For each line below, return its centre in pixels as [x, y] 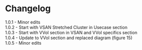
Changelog [28, 9]
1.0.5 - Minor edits [23, 43]
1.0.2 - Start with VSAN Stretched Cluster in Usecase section [66, 27]
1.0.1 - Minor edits [23, 22]
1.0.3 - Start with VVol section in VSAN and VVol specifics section [71, 32]
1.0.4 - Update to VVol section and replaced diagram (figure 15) [69, 38]
